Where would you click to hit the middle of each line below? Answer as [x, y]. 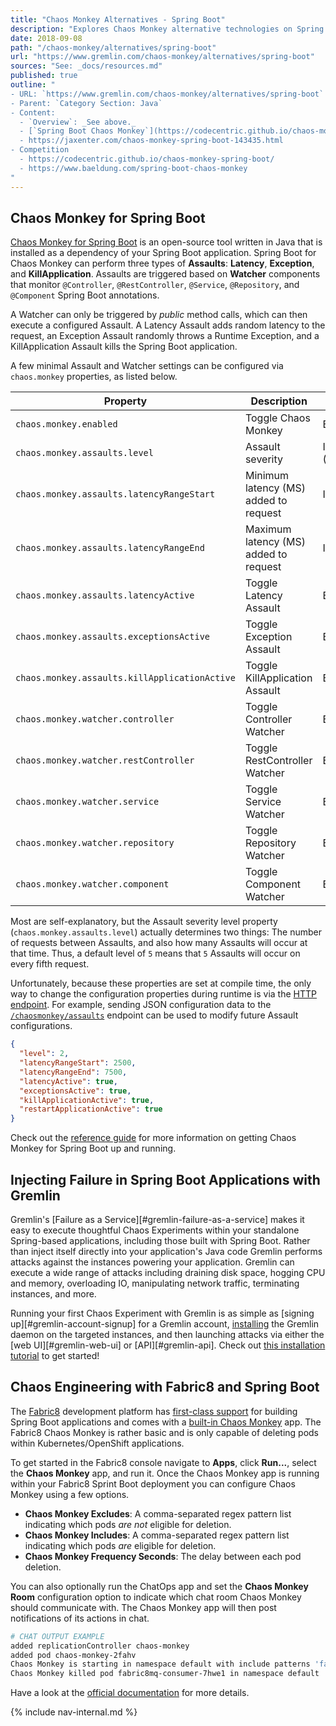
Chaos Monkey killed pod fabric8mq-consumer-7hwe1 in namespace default [165, 1674]
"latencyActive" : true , [68, 1081]
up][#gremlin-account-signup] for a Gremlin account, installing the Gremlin [165, 1324]
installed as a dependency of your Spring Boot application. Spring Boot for [163, 253]
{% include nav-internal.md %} [74, 1712]
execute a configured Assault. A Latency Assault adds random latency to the [168, 325]
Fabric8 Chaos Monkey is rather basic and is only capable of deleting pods [164, 1432]
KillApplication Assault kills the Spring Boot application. [124, 347]
